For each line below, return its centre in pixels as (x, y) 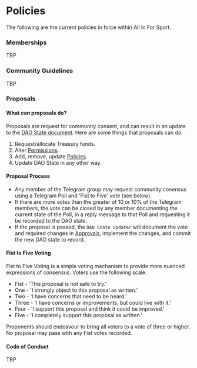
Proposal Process (28, 176)
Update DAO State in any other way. (58, 162)
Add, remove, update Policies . (51, 156)
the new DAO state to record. (50, 239)
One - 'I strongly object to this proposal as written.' (76, 290)
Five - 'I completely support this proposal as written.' (79, 315)
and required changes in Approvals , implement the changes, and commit (103, 233)
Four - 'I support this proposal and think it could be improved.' (89, 309)
